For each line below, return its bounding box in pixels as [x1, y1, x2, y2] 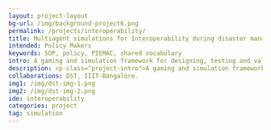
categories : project [8, 102, 78, 110]
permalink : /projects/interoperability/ [8, 27, 147, 35]
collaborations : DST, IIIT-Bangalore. [8, 72, 139, 80]
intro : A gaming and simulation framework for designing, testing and [8, 57, 251, 65]
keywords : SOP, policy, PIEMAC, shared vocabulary [8, 49, 182, 57]
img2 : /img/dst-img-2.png [8, 86, 95, 95]
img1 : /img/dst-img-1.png [8, 79, 95, 87]
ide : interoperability [8, 94, 85, 103]
